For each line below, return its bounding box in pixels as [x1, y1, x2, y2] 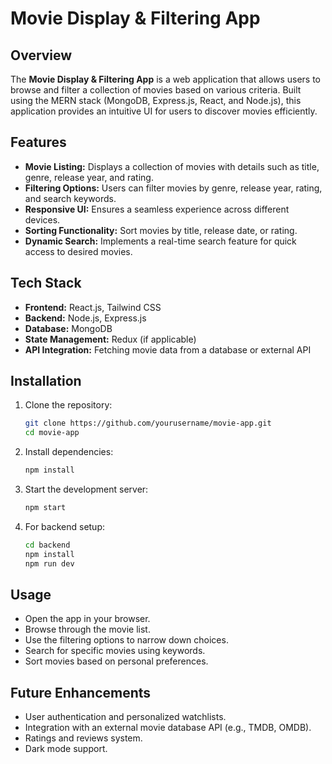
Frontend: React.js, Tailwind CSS [24, 301, 162, 313]
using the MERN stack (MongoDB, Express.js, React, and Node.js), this [10, 95, 302, 106]
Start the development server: [24, 483, 149, 496]
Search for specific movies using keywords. [24, 645, 206, 657]
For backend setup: [24, 520, 106, 532]
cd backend [24, 540, 71, 550]
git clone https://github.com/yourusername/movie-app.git [24, 418, 272, 429]
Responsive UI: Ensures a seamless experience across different [24, 203, 290, 215]
